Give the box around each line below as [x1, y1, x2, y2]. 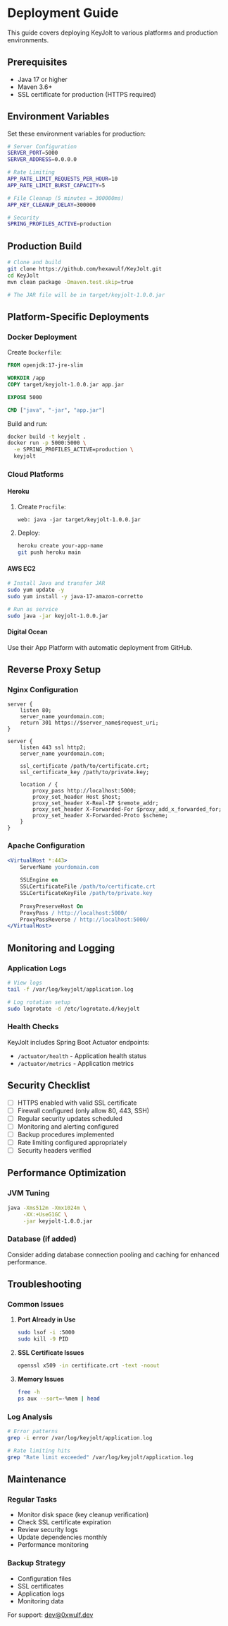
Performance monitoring [17, 1541, 89, 1549]
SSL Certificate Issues [17, 1348, 84, 1357]
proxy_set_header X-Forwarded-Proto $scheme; [32, 812, 169, 819]
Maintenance [7, 1473, 67, 1485]
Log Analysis [7, 1411, 53, 1421]
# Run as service [7, 605, 58, 612]
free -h [17, 1388, 40, 1396]
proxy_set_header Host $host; [32, 793, 121, 801]
